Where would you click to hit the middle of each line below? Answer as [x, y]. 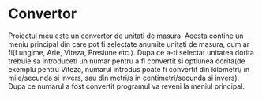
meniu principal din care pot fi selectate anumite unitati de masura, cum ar [129, 44]
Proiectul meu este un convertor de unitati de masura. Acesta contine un [126, 36]
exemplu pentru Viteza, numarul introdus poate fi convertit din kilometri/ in [129, 69]
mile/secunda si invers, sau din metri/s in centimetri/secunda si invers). [124, 78]
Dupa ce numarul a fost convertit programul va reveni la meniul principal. [126, 86]
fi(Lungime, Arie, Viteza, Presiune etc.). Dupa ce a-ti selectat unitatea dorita [131, 52]
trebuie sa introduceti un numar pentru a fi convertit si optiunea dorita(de [127, 61]
